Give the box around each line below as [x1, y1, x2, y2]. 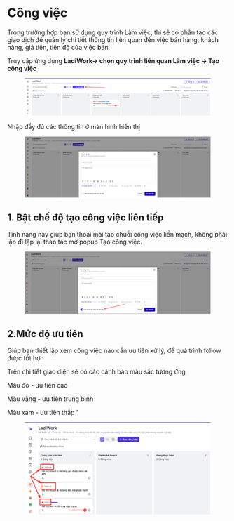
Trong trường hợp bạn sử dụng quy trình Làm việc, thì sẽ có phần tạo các [7, 28, 219, 37]
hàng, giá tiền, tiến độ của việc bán [7, 43, 109, 51]
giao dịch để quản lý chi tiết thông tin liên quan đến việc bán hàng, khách [7, 35, 219, 44]
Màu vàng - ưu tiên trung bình [7, 395, 94, 403]
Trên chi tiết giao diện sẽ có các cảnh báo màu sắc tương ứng [7, 367, 186, 376]
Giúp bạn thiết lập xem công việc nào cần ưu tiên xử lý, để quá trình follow [7, 346, 221, 355]
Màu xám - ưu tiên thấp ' [7, 409, 78, 417]
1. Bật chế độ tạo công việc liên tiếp [7, 211, 164, 223]
